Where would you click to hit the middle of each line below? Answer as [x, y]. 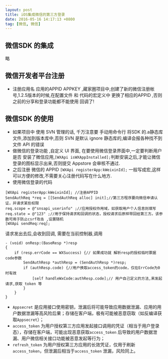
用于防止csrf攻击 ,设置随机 [38, 219]
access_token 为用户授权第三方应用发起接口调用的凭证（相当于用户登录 [86, 326]
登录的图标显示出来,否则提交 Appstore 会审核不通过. [66, 163]
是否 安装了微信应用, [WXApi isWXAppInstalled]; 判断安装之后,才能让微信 [86, 157]
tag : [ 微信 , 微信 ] [23, 24]
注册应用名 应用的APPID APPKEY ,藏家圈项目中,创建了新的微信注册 [81, 89]
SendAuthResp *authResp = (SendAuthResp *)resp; [75, 262]
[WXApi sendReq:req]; [28, 223]
